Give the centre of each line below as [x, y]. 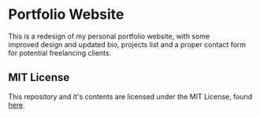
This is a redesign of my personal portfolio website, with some [109, 36]
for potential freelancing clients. [60, 53]
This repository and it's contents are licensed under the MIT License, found [130, 97]
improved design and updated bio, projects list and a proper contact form [127, 44]
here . [17, 104]
